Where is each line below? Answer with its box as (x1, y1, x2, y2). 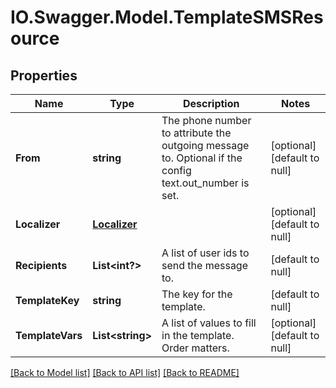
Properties (10, 67, 78, 84)
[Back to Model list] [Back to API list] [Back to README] (10, 367, 240, 378)
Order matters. (161, 341, 230, 355)
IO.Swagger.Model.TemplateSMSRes (10, 6, 324, 29)
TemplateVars (15, 329, 83, 342)
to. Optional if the (161, 151, 243, 165)
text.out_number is (161, 176, 250, 190)
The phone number (161, 114, 252, 127)
